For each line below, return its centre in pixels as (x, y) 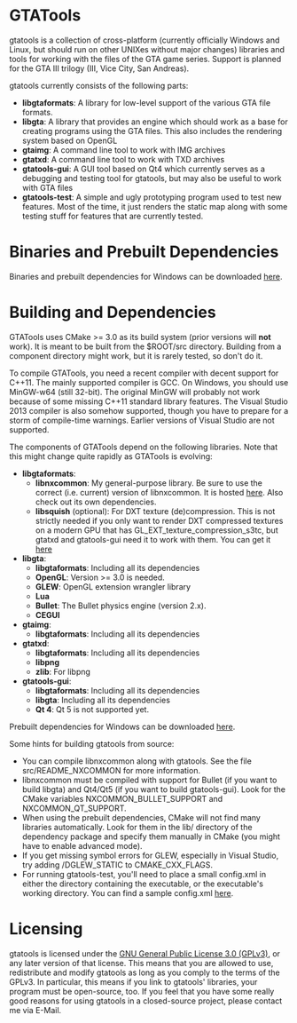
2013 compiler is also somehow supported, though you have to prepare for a (149, 410)
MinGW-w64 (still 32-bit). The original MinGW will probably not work (135, 392)
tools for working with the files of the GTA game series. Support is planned (145, 59)
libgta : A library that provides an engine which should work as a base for (155, 122)
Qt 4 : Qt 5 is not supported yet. (92, 709)
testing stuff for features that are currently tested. (113, 216)
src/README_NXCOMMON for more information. (111, 770)
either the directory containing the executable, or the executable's (143, 884)
